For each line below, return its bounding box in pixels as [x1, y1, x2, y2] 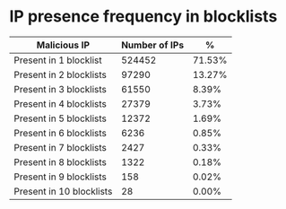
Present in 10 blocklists [13, 185, 113, 197]
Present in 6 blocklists [13, 126, 108, 139]
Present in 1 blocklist [13, 54, 102, 66]
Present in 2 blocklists [13, 68, 108, 81]
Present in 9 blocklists [13, 170, 108, 183]
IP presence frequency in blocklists [9, 6, 278, 27]
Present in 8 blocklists [13, 155, 108, 168]
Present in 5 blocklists [13, 112, 108, 125]
